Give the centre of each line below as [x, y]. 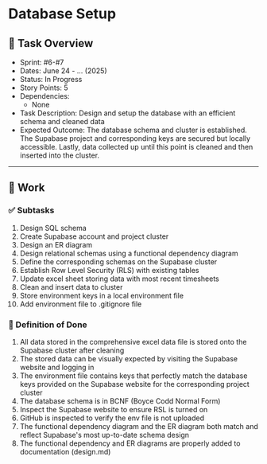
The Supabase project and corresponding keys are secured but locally [135, 138]
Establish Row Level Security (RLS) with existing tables [109, 270]
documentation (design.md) [65, 451]
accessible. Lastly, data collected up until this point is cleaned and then [136, 147]
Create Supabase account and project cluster [94, 236]
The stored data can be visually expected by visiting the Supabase [129, 358]
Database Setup [62, 14]
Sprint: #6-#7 [42, 62]
